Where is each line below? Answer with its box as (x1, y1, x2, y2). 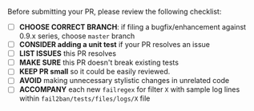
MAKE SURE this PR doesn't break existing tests (18, 57, 179, 67)
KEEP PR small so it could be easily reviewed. (18, 67, 171, 77)
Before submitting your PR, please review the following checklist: (7, 7, 222, 16)
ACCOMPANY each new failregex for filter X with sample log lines (18, 85, 240, 94)
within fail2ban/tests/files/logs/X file (18, 93, 151, 103)
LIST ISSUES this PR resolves (18, 49, 117, 58)
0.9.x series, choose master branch (18, 31, 135, 41)
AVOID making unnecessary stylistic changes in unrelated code (18, 76, 230, 85)
